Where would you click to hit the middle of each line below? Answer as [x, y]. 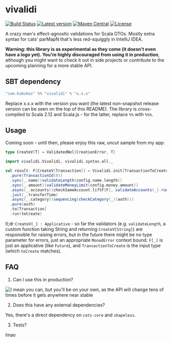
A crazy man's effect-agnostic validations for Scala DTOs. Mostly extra [80, 33]
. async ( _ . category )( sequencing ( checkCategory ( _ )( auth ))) [72, 200]
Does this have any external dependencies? [59, 305]
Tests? [20, 325]
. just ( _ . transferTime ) [34, 195]
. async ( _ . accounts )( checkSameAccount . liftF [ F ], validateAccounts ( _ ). [85, 190]
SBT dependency [33, 82]
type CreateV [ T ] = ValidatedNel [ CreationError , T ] [60, 152]
